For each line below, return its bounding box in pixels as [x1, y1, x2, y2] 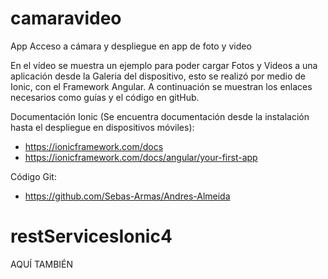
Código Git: [10, 170, 57, 182]
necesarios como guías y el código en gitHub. [10, 91, 200, 103]
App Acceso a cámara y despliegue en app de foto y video [10, 40, 252, 52]
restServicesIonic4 [10, 225, 173, 248]
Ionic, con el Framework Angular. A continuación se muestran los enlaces [10, 80, 313, 92]
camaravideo [10, 7, 122, 30]
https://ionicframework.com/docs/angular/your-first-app [24, 151, 258, 163]
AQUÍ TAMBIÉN [10, 258, 74, 270]
